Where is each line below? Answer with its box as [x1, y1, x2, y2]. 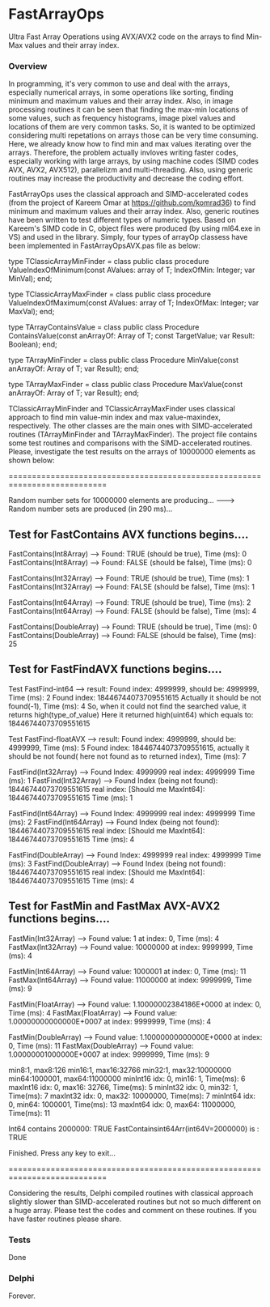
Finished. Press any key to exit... [8, 1147, 116, 1158]
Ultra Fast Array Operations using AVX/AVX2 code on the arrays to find [8, 32, 245, 41]
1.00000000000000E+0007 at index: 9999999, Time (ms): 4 [8, 1016, 212, 1026]
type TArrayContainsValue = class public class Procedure [8, 322, 200, 332]
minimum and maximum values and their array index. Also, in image [8, 96, 234, 106]
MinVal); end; [8, 274, 53, 283]
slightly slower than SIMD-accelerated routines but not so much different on [8, 1196, 261, 1207]
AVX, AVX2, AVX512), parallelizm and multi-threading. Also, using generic [8, 165, 253, 175]
